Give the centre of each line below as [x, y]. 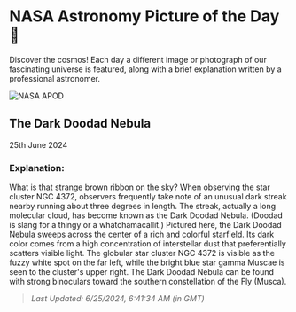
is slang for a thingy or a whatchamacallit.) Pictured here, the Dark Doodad [145, 225]
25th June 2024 [39, 144]
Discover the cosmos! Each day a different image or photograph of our [138, 59]
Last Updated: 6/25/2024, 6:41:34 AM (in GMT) [118, 299]
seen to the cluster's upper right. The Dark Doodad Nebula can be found [142, 272]
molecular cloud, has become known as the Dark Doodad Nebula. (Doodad [146, 215]
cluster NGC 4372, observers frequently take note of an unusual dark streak [148, 197]
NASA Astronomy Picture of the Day [144, 16]
